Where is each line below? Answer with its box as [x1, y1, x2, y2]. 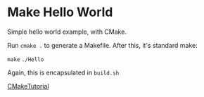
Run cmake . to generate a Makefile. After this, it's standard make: [7, 41, 198, 49]
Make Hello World [7, 4, 113, 20]
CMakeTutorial [7, 82, 49, 90]
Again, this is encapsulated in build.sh [7, 68, 120, 77]
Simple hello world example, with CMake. [7, 27, 127, 36]
